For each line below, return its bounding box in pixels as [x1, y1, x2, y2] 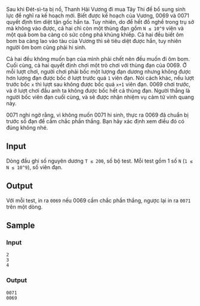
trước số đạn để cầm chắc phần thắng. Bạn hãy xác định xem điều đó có [6, 118, 185, 125]
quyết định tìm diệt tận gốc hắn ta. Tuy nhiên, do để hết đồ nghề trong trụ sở [6, 19, 195, 25]
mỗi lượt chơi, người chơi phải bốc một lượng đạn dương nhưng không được [6, 68, 191, 75]
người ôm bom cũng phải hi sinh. [6, 44, 87, 51]
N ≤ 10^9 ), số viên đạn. [6, 163, 63, 170]
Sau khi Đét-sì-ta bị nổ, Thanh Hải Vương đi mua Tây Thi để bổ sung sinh [6, 6, 186, 13]
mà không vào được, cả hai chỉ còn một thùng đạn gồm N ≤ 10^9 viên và [6, 25, 184, 32]
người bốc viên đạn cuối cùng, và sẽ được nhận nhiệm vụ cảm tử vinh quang [6, 93, 194, 100]
